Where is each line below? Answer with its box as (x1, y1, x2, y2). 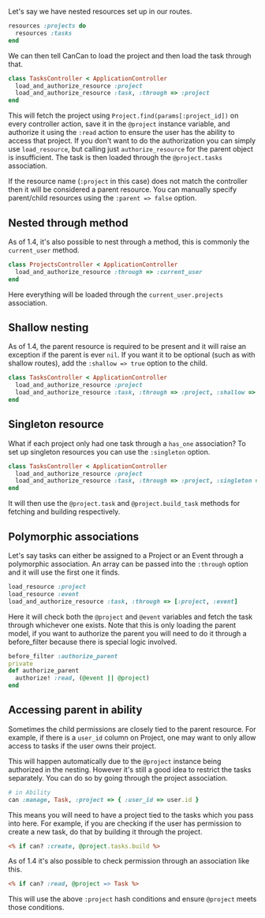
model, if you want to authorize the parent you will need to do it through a (8, 628, 247, 638)
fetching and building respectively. (8, 507, 121, 516)
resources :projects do (8, 22, 87, 30)
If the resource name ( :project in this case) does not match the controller (8, 177, 248, 186)
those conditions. (8, 903, 65, 912)
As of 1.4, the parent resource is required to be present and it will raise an (8, 342, 247, 351)
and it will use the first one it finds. (8, 568, 121, 577)
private (8, 659, 34, 668)
